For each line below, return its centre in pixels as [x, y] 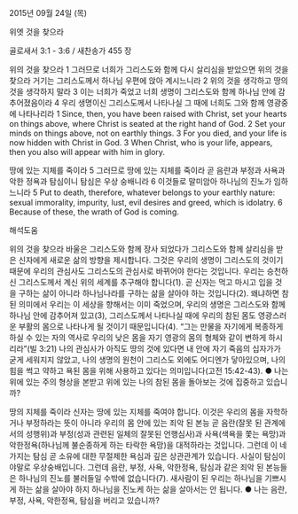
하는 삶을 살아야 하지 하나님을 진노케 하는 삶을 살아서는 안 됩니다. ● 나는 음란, [153, 489]
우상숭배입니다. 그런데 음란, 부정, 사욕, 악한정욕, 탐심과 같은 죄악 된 [148, 467]
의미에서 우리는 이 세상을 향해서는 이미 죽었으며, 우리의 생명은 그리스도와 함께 [152, 304]
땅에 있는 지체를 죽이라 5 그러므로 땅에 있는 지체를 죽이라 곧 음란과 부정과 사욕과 [147, 170]
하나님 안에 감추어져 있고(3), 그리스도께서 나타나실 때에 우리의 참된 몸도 [133, 315]
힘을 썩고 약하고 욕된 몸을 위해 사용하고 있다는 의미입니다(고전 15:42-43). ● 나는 [149, 371]
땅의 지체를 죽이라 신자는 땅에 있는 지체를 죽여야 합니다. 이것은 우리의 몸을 [137, 412]
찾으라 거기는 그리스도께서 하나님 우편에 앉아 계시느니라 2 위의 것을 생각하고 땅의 [149, 81]
